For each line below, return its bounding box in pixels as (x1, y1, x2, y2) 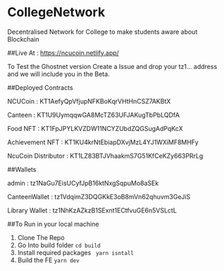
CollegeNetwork (7, 4, 106, 20)
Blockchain (7, 34, 40, 43)
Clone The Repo (17, 233, 65, 241)
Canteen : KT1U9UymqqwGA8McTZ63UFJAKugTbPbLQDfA (7, 111, 180, 119)
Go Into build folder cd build (17, 241, 101, 249)
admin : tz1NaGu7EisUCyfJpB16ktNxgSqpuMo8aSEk (7, 179, 159, 187)
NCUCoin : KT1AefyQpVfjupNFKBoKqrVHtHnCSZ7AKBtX (7, 96, 171, 106)
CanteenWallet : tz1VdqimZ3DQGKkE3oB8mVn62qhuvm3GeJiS (7, 192, 191, 201)
